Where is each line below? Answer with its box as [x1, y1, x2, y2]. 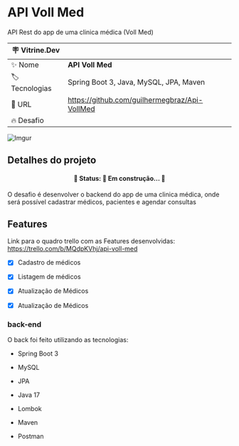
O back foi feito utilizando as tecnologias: [7, 335, 129, 344]
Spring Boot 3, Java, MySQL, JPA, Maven [67, 78, 205, 87]
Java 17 [17, 391, 41, 399]
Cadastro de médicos [17, 258, 81, 267]
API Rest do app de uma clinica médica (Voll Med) [7, 28, 154, 36]
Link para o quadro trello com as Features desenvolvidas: [7, 237, 176, 245]
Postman [17, 432, 44, 440]
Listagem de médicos [17, 272, 81, 281]
